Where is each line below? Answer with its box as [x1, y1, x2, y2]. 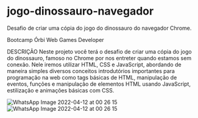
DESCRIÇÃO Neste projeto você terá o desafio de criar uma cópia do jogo [7, 47, 192, 55]
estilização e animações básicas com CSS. [7, 86, 115, 94]
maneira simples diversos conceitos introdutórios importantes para [7, 67, 175, 74]
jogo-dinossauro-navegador [7, 4, 154, 18]
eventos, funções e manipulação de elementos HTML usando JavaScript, [7, 80, 191, 88]
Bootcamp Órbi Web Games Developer [7, 36, 104, 43]
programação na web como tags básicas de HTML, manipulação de [7, 74, 177, 81]
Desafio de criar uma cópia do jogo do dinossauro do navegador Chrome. [7, 24, 192, 32]
